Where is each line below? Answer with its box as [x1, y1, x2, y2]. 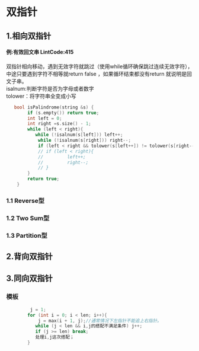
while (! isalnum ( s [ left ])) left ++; [35, 132, 123, 138]
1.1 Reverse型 [6, 196, 45, 205]
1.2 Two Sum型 [6, 214, 50, 222]
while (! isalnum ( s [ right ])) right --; [37, 138, 131, 143]
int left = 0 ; [27, 115, 62, 122]
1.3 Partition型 [6, 231, 47, 240]
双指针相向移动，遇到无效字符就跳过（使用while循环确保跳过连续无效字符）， [6, 63, 193, 70]
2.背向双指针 [6, 251, 53, 261]
